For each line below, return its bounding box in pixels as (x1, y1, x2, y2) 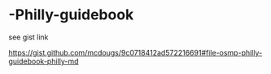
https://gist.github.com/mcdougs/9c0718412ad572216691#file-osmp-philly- (8, 47, 263, 57)
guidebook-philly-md (8, 56, 79, 66)
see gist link (8, 32, 49, 42)
